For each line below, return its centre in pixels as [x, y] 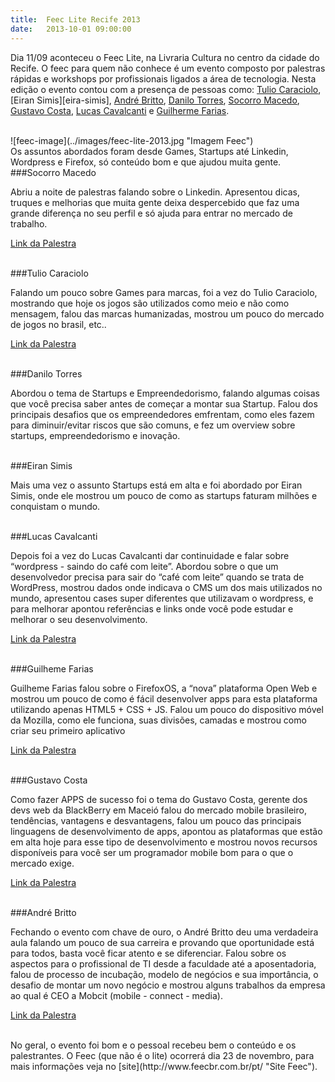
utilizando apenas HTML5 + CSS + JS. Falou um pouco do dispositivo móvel [167, 709]
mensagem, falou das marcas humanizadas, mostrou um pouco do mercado [167, 313]
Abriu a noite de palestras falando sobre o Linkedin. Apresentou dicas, [155, 192]
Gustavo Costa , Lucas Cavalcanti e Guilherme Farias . [120, 110]
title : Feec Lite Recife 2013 [75, 19]
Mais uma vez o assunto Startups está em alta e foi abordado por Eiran [156, 485]
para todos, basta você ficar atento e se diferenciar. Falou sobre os [148, 953]
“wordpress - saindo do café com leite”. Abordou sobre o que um [144, 566]
